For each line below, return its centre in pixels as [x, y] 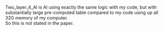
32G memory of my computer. [37, 18]
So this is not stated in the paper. [40, 23]
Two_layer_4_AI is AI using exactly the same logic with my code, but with [81, 7]
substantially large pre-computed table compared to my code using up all [82, 12]
